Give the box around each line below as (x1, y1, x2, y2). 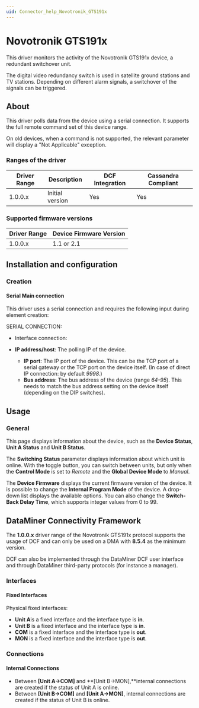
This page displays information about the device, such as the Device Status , (6, 437, 193, 445)
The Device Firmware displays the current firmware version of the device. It (6, 480, 192, 487)
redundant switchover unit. (6, 60, 72, 67)
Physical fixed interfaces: (6, 605, 68, 612)
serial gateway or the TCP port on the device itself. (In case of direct (23, 364, 191, 371)
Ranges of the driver (6, 156, 66, 164)
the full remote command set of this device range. (6, 123, 129, 131)
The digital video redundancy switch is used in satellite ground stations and (6, 72, 190, 79)
